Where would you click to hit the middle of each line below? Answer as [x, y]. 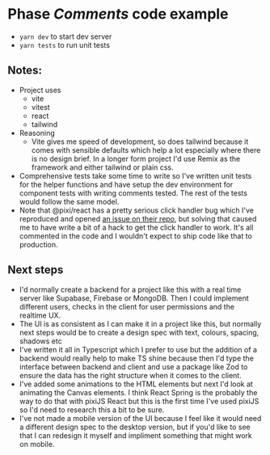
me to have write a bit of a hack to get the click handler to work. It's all [136, 227]
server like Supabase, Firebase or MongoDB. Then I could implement [134, 298]
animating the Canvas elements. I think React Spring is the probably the [138, 392]
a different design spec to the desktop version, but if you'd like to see [135, 427]
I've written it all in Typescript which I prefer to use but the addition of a [138, 349]
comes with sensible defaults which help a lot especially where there [146, 150]
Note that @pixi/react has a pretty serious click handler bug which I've [136, 210]
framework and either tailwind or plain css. [102, 167]
